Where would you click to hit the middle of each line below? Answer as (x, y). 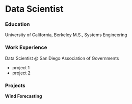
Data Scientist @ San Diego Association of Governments (62, 58)
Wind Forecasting (24, 96)
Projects (15, 85)
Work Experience (26, 47)
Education (18, 24)
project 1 (21, 67)
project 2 (21, 73)
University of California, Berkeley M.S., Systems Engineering (66, 35)
